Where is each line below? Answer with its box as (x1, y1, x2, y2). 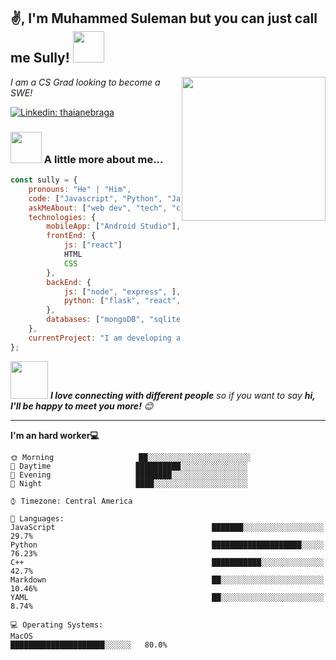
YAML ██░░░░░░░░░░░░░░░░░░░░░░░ (10, 592, 325, 602)
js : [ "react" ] (63, 240, 123, 250)
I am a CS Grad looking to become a (10, 76, 161, 88)
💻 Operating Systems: (10, 620, 104, 630)
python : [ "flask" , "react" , (63, 296, 182, 306)
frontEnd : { (46, 231, 97, 241)
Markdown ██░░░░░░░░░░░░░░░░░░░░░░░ (10, 575, 325, 585)
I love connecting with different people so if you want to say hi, (49, 389, 316, 401)
